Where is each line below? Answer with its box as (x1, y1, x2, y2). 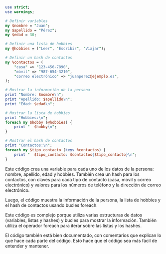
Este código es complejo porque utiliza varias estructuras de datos (5, 212, 143, 218)
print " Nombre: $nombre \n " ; (5, 92, 64, 97)
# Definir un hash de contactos (5, 55, 72, 60)
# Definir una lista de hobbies (5, 42, 72, 47)
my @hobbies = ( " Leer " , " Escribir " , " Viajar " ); (5, 46, 106, 51)
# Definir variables (5, 18, 48, 24)
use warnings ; (5, 9, 35, 15)
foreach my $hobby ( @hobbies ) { (5, 120, 72, 125)
